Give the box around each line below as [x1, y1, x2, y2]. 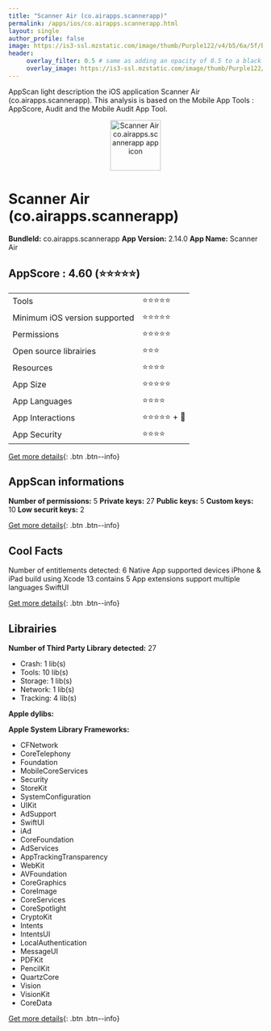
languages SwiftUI [8, 583, 69, 593]
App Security [12, 429, 62, 440]
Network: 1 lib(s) [19, 684, 75, 694]
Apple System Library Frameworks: [8, 725, 130, 734]
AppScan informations [8, 475, 125, 488]
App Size [12, 379, 47, 390]
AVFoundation [19, 868, 67, 878]
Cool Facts [8, 543, 63, 558]
